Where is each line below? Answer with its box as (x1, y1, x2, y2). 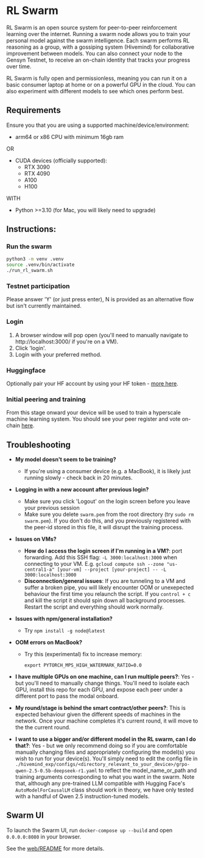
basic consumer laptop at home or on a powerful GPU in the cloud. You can (6, 80, 196, 88)
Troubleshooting (6, 440, 71, 450)
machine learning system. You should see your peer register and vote (6, 415, 181, 423)
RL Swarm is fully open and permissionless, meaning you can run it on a (6, 74, 188, 82)
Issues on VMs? (15, 535, 57, 543)
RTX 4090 (24, 170, 51, 177)
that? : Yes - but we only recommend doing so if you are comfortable (15, 742, 188, 749)
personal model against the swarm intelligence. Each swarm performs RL (6, 37, 190, 44)
